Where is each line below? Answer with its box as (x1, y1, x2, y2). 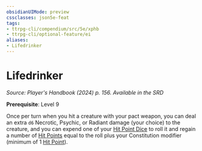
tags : (6, 20, 20, 26)
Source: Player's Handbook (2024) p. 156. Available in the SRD (6, 89, 164, 96)
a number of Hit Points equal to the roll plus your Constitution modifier (6, 132, 182, 139)
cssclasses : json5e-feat (6, 15, 69, 21)
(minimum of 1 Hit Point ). (6, 138, 68, 146)
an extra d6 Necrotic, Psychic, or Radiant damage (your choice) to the (6, 119, 181, 126)
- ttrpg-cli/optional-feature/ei (6, 32, 91, 38)
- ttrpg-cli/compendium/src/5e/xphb (6, 25, 99, 32)
